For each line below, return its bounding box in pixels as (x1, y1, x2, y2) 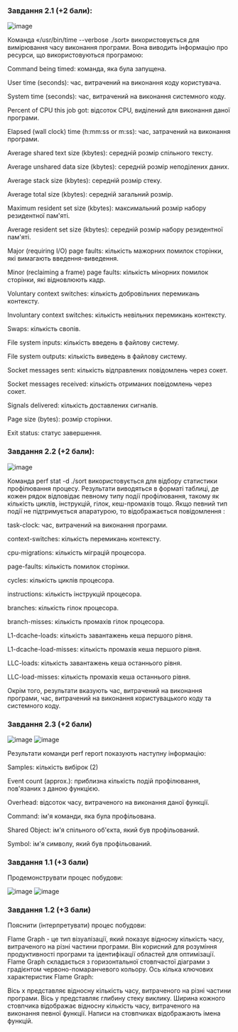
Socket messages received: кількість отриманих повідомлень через (7, 380, 212, 388)
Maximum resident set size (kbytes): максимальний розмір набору (7, 204, 207, 212)
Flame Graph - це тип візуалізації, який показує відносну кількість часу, (7, 935, 225, 944)
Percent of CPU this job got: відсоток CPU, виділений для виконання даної (7, 106, 230, 115)
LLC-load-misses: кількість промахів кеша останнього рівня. (7, 672, 191, 681)
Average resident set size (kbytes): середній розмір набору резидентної (7, 225, 223, 234)
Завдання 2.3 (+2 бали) (7, 719, 92, 729)
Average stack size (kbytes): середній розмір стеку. (7, 177, 162, 185)
